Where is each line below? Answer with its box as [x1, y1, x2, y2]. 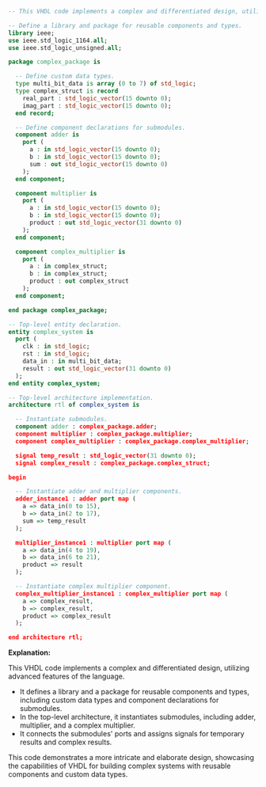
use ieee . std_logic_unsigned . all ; [8, 44, 123, 51]
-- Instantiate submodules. [15, 416, 108, 424]
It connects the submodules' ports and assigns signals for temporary [19, 729, 245, 739]
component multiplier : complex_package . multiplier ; [15, 430, 193, 438]
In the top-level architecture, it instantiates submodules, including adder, [19, 713, 256, 722]
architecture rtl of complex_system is [8, 401, 140, 409]
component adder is [15, 131, 80, 139]
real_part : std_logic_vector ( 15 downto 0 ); [22, 94, 172, 102]
